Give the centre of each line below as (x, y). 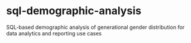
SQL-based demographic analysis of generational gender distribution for (95, 27)
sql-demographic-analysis (74, 11)
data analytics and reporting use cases (54, 33)
